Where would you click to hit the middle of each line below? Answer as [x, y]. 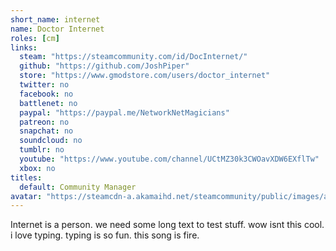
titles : [26, 177]
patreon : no [44, 122]
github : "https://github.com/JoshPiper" [104, 66]
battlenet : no [48, 103]
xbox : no [37, 168]
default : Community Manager [78, 187]
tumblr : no [42, 150]
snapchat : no [46, 131]
